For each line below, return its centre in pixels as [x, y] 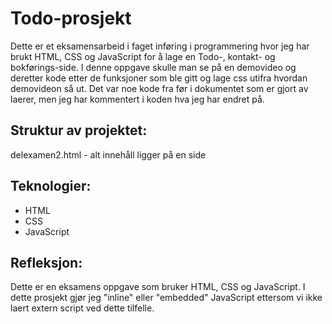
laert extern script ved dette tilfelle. [82, 308]
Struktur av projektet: [79, 130]
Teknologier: [51, 186]
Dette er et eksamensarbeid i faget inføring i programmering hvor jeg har [160, 46]
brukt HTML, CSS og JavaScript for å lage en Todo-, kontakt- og [143, 56]
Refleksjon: [46, 262]
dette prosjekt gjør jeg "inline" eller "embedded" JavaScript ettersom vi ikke [166, 298]
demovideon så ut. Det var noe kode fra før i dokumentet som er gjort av [159, 88]
